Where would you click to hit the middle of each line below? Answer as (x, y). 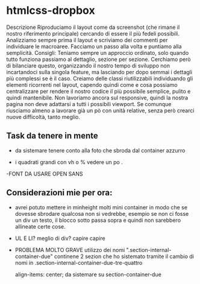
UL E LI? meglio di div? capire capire (60, 238)
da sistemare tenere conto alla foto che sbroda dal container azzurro (100, 150)
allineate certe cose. (40, 226)
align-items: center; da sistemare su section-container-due (88, 274)
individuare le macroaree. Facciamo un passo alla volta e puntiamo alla (94, 46)
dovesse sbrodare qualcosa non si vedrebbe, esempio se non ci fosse (102, 213)
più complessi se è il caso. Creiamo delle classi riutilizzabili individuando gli (100, 78)
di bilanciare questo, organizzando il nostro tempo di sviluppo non (88, 65)
